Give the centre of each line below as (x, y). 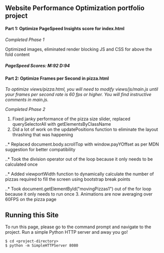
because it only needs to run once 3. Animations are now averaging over (79, 194)
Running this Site (32, 215)
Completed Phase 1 (25, 40)
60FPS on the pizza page (31, 200)
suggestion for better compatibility (40, 150)
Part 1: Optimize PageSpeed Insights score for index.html (65, 28)
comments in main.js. (27, 100)
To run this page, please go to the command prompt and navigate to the (78, 227)
